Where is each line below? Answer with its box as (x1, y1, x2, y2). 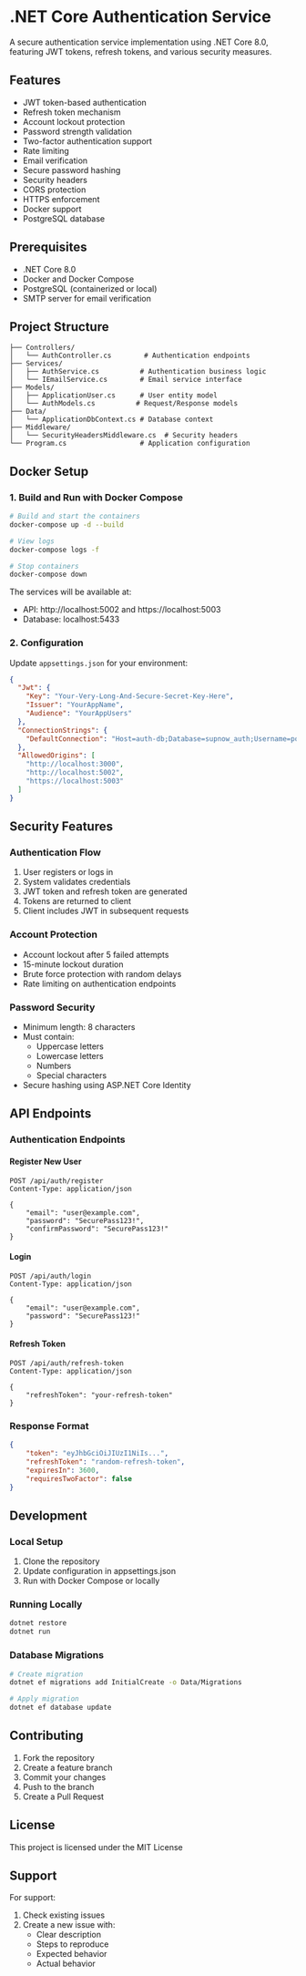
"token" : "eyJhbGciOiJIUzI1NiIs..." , (25, 1449, 169, 1458)
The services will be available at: (9, 586, 132, 598)
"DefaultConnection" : (25, 734, 107, 744)
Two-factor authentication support (22, 135, 153, 147)
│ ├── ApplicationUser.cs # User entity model (9, 391, 219, 400)
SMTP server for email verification (22, 293, 152, 304)
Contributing (9, 1728, 84, 1744)
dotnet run (9, 1627, 51, 1637)
